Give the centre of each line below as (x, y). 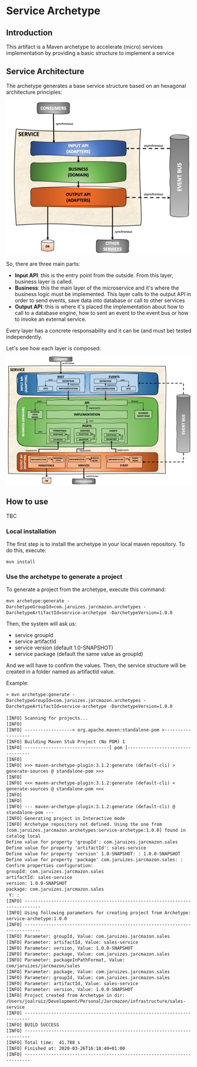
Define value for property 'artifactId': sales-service (76, 848)
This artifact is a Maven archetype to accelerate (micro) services (85, 47)
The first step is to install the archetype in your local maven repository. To (96, 544)
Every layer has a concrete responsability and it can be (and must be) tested (99, 331)
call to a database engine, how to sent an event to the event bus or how (101, 313)
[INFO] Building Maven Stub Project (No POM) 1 (66, 742)
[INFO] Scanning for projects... (47, 718)
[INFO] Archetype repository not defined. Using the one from (84, 825)
